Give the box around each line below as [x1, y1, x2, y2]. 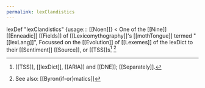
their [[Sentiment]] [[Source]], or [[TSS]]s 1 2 [6, 45, 117, 53]
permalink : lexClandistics [6, 8, 75, 15]
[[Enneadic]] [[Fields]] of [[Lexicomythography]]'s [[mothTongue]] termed [6, 32, 192, 39]
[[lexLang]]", [6, 38, 38, 46]
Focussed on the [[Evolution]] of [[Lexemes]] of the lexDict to [38, 38, 193, 46]
